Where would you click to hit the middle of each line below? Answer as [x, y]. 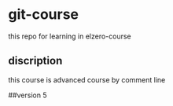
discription [35, 61]
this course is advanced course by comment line [87, 79]
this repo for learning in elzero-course [70, 36]
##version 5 [28, 95]
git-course [44, 15]
